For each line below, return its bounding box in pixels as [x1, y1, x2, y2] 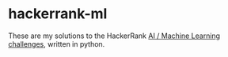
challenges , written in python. [8, 39, 105, 48]
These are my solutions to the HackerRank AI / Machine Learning [8, 31, 220, 40]
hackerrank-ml [8, 5, 108, 23]
